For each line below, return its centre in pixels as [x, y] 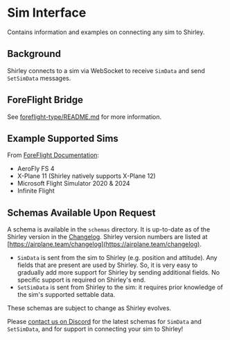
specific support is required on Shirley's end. [81, 280]
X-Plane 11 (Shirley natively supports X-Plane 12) [86, 176]
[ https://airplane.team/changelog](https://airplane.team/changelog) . [105, 244]
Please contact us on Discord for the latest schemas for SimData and [105, 322]
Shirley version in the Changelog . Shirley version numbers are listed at [107, 237]
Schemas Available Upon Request [81, 212]
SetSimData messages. [39, 78]
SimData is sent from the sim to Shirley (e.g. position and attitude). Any [117, 258]
